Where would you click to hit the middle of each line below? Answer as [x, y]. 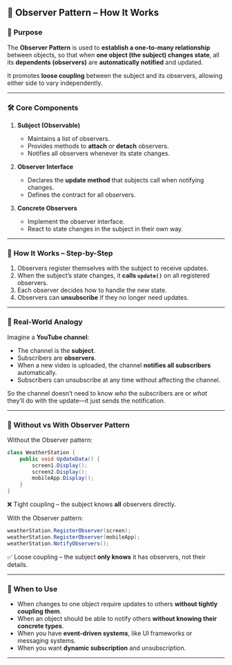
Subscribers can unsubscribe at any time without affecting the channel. [119, 380]
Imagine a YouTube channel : [48, 337]
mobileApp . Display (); [63, 478]
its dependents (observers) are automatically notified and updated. [105, 62]
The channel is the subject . [56, 350]
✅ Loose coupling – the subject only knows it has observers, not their [106, 557]
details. [18, 564]
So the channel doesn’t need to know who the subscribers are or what [107, 393]
